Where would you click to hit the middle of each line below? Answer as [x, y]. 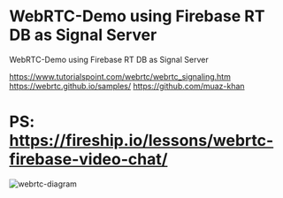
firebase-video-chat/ [88, 160]
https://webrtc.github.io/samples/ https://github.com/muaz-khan [127, 86]
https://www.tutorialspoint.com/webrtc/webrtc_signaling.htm [120, 76]
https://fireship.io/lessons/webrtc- [141, 141]
